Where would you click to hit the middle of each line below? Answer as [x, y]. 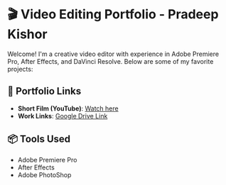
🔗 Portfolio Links [44, 91]
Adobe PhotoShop [44, 174]
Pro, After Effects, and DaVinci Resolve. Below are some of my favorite [111, 61]
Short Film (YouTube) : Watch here [68, 108]
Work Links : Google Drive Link [63, 116]
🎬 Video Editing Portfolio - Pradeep [113, 15]
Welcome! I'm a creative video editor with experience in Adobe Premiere [113, 54]
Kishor [27, 34]
